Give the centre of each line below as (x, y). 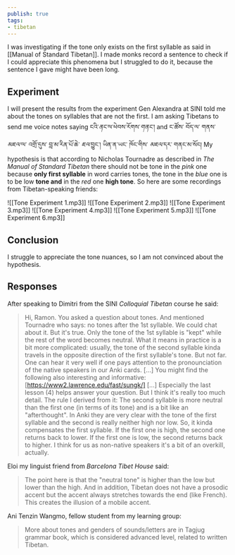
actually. (37, 452)
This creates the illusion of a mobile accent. (88, 502)
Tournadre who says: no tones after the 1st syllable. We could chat (121, 325)
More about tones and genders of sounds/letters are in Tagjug (115, 530)
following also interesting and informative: (85, 377)
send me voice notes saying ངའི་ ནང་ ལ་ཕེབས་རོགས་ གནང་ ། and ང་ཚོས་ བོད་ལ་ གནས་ (112, 127)
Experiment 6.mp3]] (36, 218)
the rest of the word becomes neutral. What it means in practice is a (123, 340)
